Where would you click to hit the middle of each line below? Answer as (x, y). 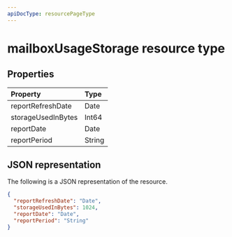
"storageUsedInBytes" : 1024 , (56, 208)
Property (26, 94)
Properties (31, 74)
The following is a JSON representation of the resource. (87, 182)
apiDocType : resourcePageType (51, 14)
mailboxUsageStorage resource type (116, 48)
